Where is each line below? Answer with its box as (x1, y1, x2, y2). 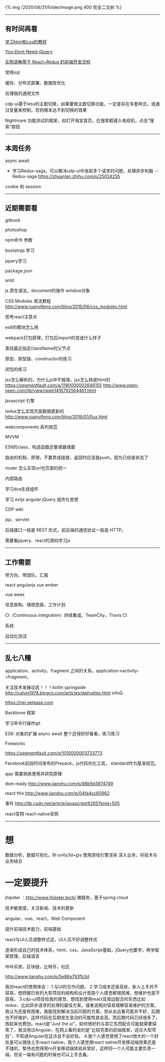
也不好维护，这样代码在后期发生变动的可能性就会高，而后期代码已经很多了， (5, 1014, 160, 1021)
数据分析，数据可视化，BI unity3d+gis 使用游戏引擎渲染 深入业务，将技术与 (5, 852, 158, 858)
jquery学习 (5, 258, 27, 264)
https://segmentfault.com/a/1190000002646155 (5, 382, 102, 389)
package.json (5, 268, 33, 274)
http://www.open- (103, 382, 139, 389)
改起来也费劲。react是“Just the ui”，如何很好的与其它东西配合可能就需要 (5, 1021, 152, 1026)
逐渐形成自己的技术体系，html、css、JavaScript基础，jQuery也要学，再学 (5, 947, 155, 953)
